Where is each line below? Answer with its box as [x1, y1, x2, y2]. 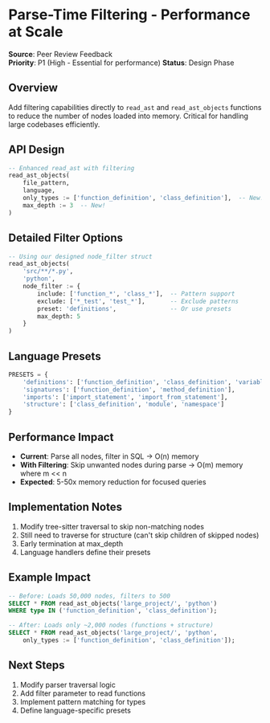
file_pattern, [22, 179, 70, 187]
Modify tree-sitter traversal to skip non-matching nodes [19, 521, 205, 531]
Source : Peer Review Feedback [8, 49, 112, 59]
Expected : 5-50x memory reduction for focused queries [19, 477, 207, 487]
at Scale [8, 22, 63, 41]
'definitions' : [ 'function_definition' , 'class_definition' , [22, 378, 231, 386]
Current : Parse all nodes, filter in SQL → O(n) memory [19, 451, 199, 461]
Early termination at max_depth [19, 538, 123, 548]
